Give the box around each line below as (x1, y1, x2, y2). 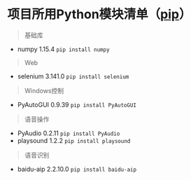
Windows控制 (24, 86, 64, 95)
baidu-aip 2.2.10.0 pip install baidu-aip (17, 165, 137, 173)
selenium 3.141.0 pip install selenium (17, 71, 129, 81)
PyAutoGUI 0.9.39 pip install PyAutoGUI (17, 100, 136, 109)
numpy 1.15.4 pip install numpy (17, 45, 110, 53)
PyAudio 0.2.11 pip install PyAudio (17, 129, 120, 137)
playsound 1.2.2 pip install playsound (17, 136, 131, 144)
